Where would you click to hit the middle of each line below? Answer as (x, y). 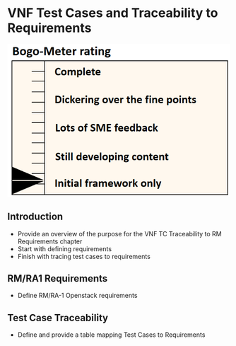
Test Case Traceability (58, 317)
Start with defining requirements (64, 248)
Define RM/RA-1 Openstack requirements (77, 296)
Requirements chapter (50, 241)
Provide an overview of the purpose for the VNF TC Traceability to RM (119, 233)
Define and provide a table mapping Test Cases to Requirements (111, 335)
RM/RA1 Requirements (58, 278)
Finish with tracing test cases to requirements (84, 256)
